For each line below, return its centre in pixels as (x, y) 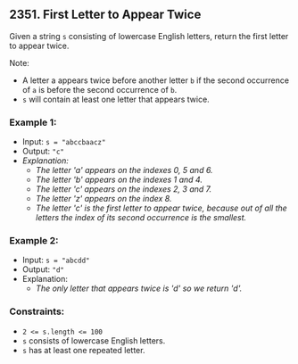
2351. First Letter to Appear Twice (105, 15)
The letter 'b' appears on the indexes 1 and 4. (119, 180)
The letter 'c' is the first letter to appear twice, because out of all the (161, 208)
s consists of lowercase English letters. (94, 340)
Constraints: (37, 311)
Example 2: (34, 241)
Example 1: (33, 122)
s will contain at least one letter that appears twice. (116, 99)
